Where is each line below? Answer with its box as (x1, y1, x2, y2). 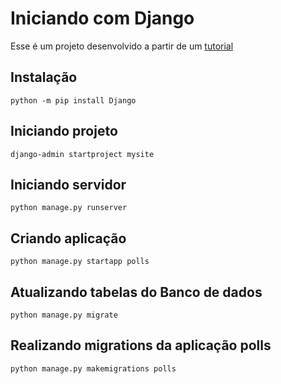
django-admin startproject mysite (10, 149, 155, 159)
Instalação (10, 69, 78, 86)
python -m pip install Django (10, 95, 137, 106)
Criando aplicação (10, 230, 127, 247)
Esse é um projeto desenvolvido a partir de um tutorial (10, 40, 234, 52)
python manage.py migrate (10, 310, 118, 320)
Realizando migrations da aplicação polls (10, 337, 272, 354)
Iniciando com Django (10, 7, 195, 30)
